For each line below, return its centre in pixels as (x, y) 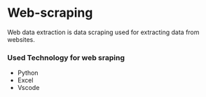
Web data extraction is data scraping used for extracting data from (103, 32)
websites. (21, 39)
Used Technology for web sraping (66, 57)
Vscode (28, 88)
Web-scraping (50, 13)
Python (28, 73)
